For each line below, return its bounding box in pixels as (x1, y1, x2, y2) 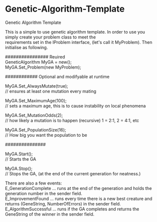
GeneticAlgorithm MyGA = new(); (5, 59, 72, 65)
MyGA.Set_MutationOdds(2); (5, 112, 63, 118)
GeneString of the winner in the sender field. (5, 211, 95, 217)
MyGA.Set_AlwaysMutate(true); (5, 83, 68, 89)
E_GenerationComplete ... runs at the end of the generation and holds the (5, 185, 152, 191)
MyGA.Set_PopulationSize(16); (5, 127, 66, 132)
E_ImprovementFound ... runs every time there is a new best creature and (5, 196, 153, 202)
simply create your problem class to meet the (5, 34, 96, 40)
